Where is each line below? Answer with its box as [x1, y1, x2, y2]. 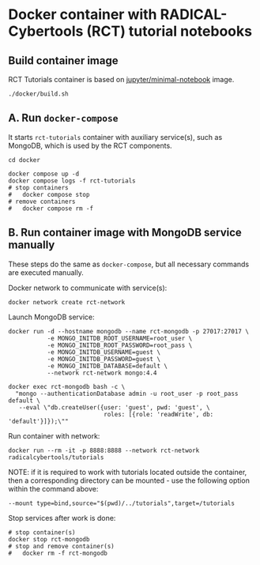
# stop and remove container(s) [8, 542, 115, 550]
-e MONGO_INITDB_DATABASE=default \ [47, 362, 168, 370]
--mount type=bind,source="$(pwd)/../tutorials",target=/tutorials [8, 499, 236, 507]
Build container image [8, 54, 119, 67]
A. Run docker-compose [8, 111, 119, 125]
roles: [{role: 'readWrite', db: [104, 410, 214, 418]
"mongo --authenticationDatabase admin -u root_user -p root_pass [15, 390, 239, 397]
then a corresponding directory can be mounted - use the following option [8, 476, 251, 485]
